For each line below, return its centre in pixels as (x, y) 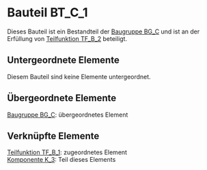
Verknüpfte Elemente (53, 136)
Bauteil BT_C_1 (47, 13)
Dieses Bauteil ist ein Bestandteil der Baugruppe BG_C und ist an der (104, 31)
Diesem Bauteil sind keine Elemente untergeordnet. (79, 76)
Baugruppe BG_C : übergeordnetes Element (68, 115)
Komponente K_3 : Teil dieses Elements (61, 160)
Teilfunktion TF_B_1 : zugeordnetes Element (67, 152)
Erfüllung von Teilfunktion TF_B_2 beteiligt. (67, 38)
